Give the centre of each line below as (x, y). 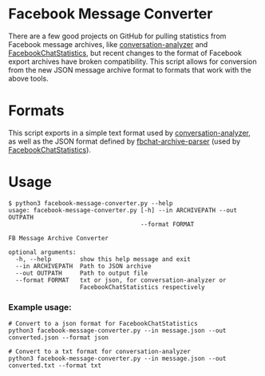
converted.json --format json (59, 338)
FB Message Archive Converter (59, 238)
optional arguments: (43, 252)
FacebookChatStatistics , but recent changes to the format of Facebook (125, 53)
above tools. (29, 78)
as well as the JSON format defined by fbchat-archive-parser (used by (125, 141)
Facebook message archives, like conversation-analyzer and (108, 44)
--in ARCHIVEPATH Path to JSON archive (83, 266)
